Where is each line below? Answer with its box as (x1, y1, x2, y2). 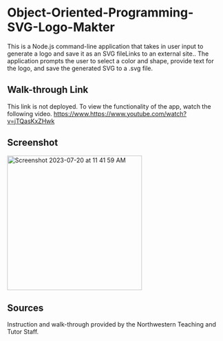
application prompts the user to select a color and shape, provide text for (7, 56, 215, 65)
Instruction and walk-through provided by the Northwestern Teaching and (7, 320, 217, 329)
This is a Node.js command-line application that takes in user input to (7, 42, 204, 50)
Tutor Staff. (7, 328, 39, 336)
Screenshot (7, 137, 59, 148)
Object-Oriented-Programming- (7, 5, 194, 21)
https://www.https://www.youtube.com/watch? (54, 109, 187, 118)
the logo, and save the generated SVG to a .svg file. (7, 64, 153, 72)
